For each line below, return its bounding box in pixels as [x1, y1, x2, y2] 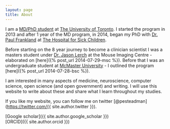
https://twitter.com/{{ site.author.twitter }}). [7, 103, 97, 109]
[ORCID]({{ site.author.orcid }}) [5, 118, 70, 124]
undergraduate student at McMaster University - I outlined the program [5, 62, 154, 69]
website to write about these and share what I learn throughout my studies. [5, 88, 162, 94]
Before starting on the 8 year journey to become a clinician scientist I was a [5, 46, 163, 52]
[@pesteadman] [113, 98, 147, 104]
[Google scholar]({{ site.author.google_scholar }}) [5, 113, 109, 119]
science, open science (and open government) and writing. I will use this [5, 83, 157, 89]
